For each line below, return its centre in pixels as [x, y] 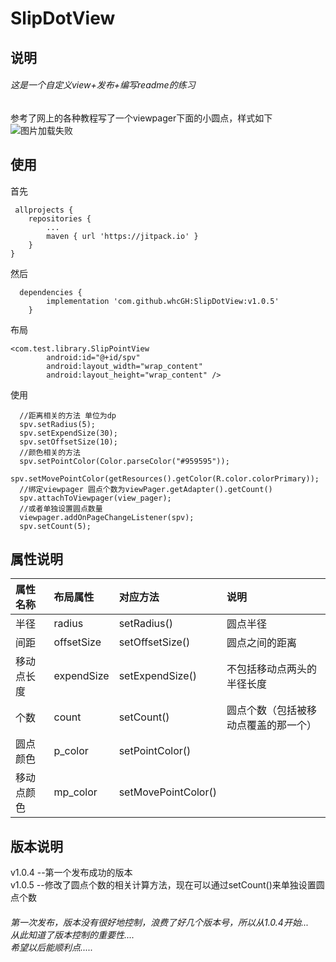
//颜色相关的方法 [50, 452]
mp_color [75, 792]
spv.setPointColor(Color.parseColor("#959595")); [124, 461]
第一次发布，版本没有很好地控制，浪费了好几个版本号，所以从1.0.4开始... [160, 922]
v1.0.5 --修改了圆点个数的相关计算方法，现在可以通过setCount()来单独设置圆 [167, 885]
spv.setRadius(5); [58, 424]
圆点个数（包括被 [266, 710]
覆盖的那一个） [281, 725]
